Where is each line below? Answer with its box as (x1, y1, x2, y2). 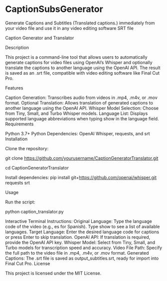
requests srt (5, 180, 30, 186)
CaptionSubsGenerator (5, 3, 103, 15)
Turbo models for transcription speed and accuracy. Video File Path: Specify (5, 245, 163, 251)
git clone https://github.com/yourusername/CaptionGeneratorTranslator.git (5, 155, 159, 161)
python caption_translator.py (5, 208, 64, 214)
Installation (5, 136, 28, 142)
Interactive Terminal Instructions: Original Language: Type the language (5, 218, 152, 224)
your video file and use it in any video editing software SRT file (5, 25, 134, 31)
